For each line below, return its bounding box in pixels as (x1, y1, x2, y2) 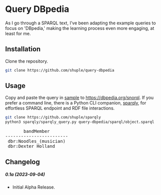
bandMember (23, 128, 50, 134)
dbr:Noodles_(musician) (7, 138, 66, 144)
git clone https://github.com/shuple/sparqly (5, 115, 101, 120)
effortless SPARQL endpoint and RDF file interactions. (5, 105, 115, 111)
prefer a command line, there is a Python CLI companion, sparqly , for (5, 100, 147, 106)
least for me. (5, 30, 31, 36)
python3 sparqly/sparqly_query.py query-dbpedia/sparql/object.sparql (5, 119, 155, 125)
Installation (5, 45, 41, 53)
